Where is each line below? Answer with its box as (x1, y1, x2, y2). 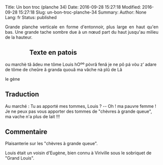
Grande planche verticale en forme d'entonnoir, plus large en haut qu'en (5, 24, 159, 30)
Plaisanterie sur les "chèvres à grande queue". (5, 141, 98, 146)
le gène (5, 76, 20, 82)
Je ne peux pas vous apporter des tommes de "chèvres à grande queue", (5, 108, 152, 114)
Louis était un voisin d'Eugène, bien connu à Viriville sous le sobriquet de (5, 150, 152, 156)
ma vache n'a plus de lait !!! (5, 113, 60, 119)
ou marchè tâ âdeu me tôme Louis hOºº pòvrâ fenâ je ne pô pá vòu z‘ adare (5, 61, 157, 67)
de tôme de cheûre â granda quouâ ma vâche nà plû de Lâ (5, 66, 123, 72)
